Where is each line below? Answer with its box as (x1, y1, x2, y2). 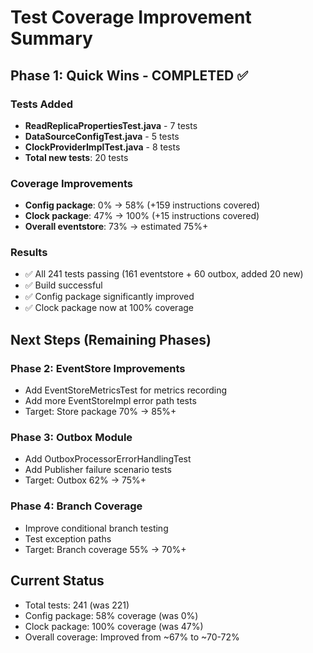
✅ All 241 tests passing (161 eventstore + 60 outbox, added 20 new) (24, 268, 304, 280)
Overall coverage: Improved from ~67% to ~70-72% (24, 631, 240, 643)
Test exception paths (24, 532, 112, 545)
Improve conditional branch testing (24, 522, 169, 534)
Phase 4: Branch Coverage (10, 499, 143, 513)
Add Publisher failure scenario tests (24, 464, 172, 476)
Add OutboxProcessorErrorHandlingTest (24, 453, 192, 465)
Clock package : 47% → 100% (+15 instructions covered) (24, 210, 260, 222)
